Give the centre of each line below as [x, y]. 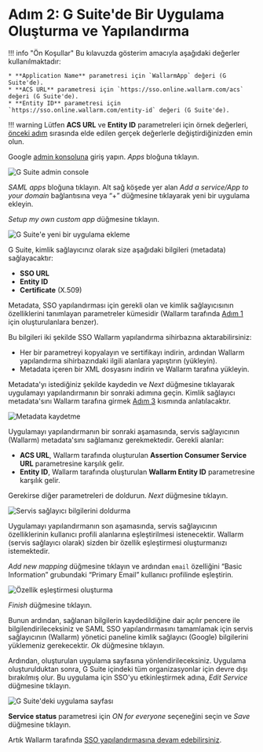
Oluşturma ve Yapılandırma [99, 31]
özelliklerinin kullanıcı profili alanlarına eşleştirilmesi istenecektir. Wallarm [126, 534]
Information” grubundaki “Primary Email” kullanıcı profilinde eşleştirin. [121, 574]
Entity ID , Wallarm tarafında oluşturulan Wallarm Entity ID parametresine [137, 472]
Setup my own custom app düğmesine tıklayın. [84, 219]
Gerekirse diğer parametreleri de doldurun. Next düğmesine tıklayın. [118, 495]
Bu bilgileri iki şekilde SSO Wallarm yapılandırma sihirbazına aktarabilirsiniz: [130, 337]
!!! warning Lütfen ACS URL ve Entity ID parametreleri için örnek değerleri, [128, 124]
